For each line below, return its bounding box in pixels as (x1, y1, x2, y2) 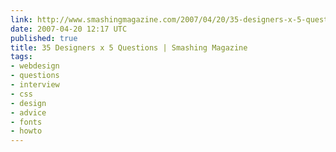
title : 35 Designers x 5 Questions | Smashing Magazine (10, 42, 248, 53)
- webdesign (10, 61, 60, 71)
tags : (10, 52, 33, 62)
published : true (10, 33, 78, 43)
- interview (10, 80, 60, 90)
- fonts (10, 117, 43, 127)
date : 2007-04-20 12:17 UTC (10, 24, 128, 34)
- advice (10, 107, 47, 118)
